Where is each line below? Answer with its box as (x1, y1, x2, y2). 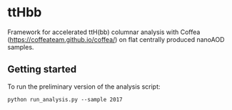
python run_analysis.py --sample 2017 (7, 96, 123, 103)
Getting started (7, 63, 77, 75)
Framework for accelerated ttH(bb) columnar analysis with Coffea (7, 28, 201, 36)
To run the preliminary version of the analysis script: (7, 82, 161, 91)
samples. (7, 43, 34, 51)
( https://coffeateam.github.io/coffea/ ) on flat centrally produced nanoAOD (7, 35, 225, 43)
